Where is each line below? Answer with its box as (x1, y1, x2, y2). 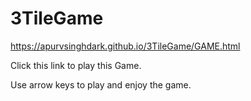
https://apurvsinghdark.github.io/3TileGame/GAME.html (10, 40, 241, 52)
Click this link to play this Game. (10, 59, 142, 71)
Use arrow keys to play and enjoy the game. (10, 78, 192, 91)
